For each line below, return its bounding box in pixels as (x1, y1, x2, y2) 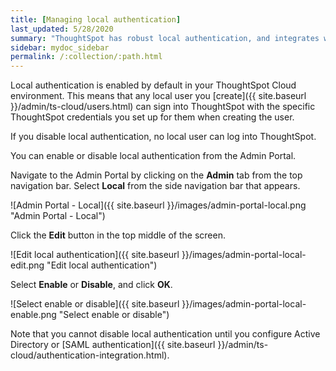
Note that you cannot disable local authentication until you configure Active (10, 328, 321, 340)
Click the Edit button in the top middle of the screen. (10, 229, 226, 241)
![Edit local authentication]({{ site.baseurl (10, 249, 180, 261)
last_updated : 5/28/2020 (10, 24, 114, 34)
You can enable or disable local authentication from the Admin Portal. (10, 150, 297, 162)
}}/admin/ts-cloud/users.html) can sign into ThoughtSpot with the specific (10, 101, 316, 113)
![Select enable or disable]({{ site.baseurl (10, 298, 180, 310)
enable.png (10, 309, 57, 321)
